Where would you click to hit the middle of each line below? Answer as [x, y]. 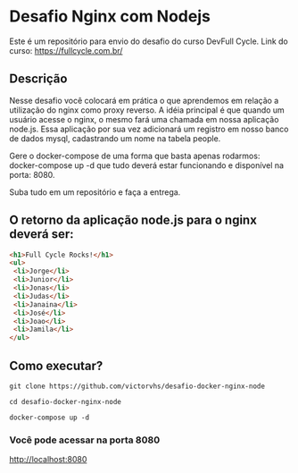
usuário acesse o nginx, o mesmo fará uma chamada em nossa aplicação [144, 119]
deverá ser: [41, 234]
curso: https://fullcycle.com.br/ [66, 50]
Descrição [38, 79]
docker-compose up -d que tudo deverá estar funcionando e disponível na [146, 165]
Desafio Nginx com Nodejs [110, 17]
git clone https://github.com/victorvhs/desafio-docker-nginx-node [137, 386]
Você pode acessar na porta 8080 [85, 440]
